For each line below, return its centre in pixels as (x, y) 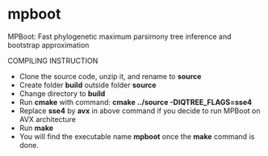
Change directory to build (62, 93)
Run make (36, 128)
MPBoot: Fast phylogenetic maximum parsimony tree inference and (119, 36)
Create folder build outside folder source (88, 85)
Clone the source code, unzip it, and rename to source (110, 76)
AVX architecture (47, 119)
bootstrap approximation (48, 44)
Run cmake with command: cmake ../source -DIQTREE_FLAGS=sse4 (135, 102)
